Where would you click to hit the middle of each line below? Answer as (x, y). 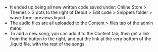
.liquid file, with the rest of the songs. (48, 44)
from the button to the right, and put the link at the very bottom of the (80, 39)
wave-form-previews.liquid (37, 18)
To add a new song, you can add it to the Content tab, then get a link (80, 33)
